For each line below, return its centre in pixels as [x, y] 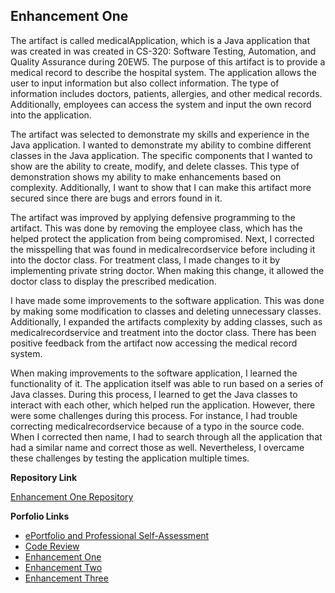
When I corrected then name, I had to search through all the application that [166, 436]
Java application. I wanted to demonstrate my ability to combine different [161, 145]
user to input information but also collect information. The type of [145, 83]
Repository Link [44, 477]
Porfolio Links [40, 516]
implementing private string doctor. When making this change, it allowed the [167, 270]
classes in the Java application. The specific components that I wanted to [161, 155]
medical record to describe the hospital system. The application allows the [163, 72]
